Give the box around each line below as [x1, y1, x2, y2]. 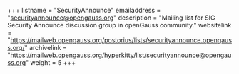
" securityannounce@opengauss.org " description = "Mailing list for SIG [7, 13, 215, 22]
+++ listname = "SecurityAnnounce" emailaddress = [7, 6, 161, 14]
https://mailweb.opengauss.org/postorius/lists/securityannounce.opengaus [10, 36, 233, 44]
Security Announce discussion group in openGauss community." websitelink [7, 21, 232, 29]
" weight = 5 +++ [25, 58, 76, 66]
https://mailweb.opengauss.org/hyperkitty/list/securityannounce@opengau [10, 51, 232, 59]
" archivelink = [24, 44, 68, 51]
